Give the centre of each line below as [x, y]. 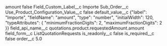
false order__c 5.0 [24, 39]
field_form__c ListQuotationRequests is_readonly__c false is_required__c [80, 33]
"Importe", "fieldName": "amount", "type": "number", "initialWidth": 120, [79, 17]
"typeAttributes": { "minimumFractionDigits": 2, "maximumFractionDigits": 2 [84, 23]
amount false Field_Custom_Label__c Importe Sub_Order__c [67, 7]
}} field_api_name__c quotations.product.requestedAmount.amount [75, 28]
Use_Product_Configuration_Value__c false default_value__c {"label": [76, 12]
